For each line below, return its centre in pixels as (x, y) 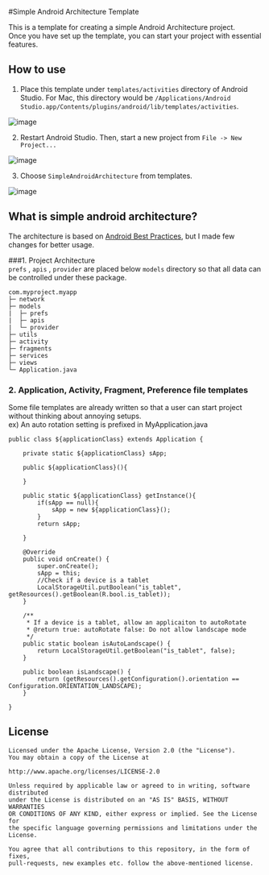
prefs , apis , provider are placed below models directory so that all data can (135, 268)
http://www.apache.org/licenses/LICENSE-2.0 (84, 771)
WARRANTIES (27, 807)
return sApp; (59, 524)
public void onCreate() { (66, 559)
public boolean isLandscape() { (77, 672)
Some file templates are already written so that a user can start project (126, 407)
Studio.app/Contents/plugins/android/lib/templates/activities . (129, 106)
